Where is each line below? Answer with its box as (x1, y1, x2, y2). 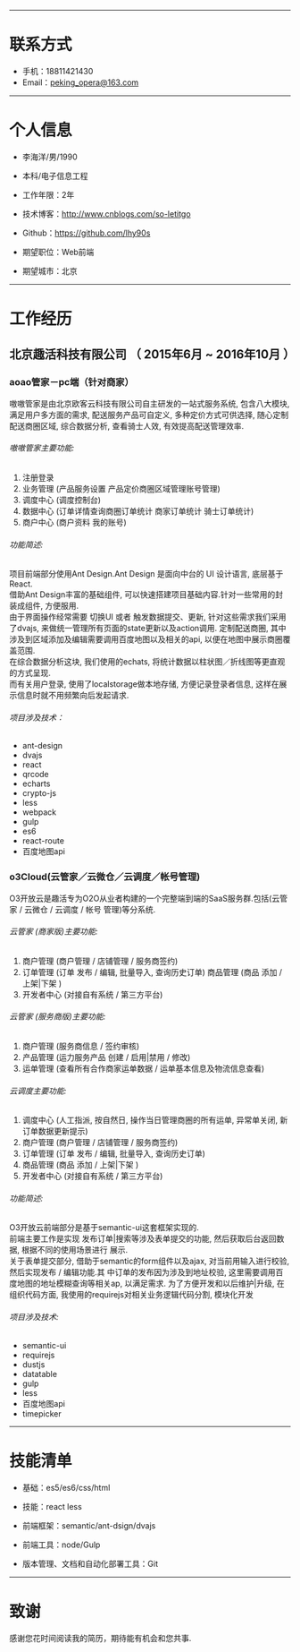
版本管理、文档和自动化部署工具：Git (21, 1558, 159, 1569)
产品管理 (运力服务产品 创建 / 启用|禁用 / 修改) (21, 1052, 191, 1063)
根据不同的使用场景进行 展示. (21, 1245, 128, 1255)
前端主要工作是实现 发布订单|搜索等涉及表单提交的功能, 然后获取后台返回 (9, 1233, 277, 1245)
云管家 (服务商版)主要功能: (9, 1011, 106, 1022)
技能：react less (21, 1501, 82, 1511)
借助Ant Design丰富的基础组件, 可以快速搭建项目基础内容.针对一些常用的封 (9, 589, 284, 600)
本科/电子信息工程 (21, 170, 88, 181)
